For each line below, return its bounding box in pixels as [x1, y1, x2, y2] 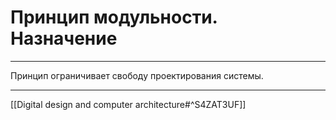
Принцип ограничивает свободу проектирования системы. [10, 69, 264, 81]
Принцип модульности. [10, 6, 218, 29]
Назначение [10, 27, 118, 50]
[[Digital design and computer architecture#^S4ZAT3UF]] [10, 98, 247, 110]
